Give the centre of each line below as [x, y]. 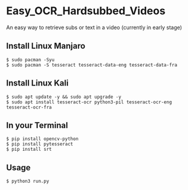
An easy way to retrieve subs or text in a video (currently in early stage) [94, 27]
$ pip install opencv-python [42, 139]
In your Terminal [37, 125]
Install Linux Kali [37, 83]
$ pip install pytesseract [40, 144]
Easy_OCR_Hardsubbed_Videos [86, 11]
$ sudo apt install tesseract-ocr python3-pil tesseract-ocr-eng [89, 102]
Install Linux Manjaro [46, 46]
